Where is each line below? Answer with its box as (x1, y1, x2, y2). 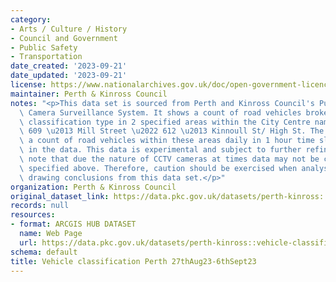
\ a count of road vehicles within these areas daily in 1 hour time (19, 136, 315, 146)
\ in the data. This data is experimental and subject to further (19, 145, 302, 155)
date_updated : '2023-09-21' (10, 71, 128, 81)
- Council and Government (10, 33, 118, 43)
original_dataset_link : (10, 191, 110, 201)
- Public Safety (10, 42, 78, 53)
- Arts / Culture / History (10, 24, 128, 34)
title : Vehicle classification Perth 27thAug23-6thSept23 (10, 256, 257, 266)
